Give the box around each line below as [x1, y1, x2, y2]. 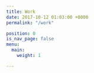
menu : [6, 42, 20, 47]
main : [11, 47, 25, 53]
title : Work [6, 8, 35, 15]
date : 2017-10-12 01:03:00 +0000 [6, 14, 89, 20]
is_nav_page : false [6, 36, 54, 42]
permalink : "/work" [6, 20, 54, 26]
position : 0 [6, 30, 35, 36]
